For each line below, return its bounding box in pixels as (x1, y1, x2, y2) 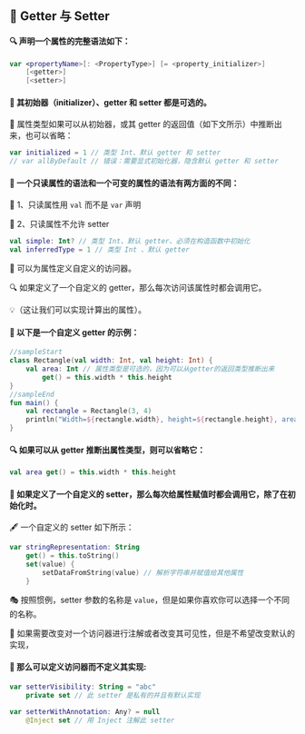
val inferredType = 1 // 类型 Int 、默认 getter (9, 245, 191, 254)
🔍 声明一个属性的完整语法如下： (9, 35, 131, 46)
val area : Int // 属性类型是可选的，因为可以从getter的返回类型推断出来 (25, 364, 275, 374)
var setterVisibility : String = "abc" (9, 682, 156, 691)
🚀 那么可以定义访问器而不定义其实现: (9, 661, 147, 672)
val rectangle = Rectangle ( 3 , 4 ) (25, 407, 152, 416)
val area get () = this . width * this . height (9, 468, 177, 477)
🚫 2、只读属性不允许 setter (9, 219, 110, 230)
